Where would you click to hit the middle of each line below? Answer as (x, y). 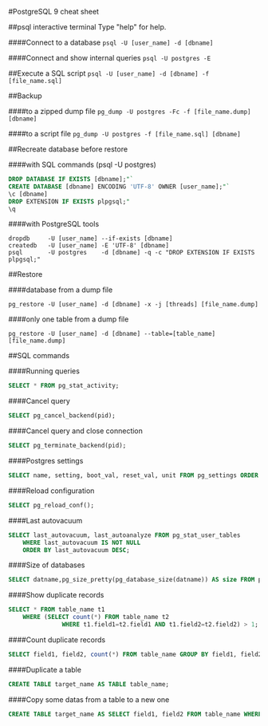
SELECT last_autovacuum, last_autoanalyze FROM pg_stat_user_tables (124, 535)
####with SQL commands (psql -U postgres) (83, 164)
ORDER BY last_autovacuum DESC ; (76, 550)
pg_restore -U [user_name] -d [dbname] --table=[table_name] (112, 334)
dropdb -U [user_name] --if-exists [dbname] (91, 239)
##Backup (25, 96)
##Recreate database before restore (68, 149)
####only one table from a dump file (69, 319)
